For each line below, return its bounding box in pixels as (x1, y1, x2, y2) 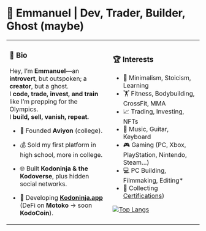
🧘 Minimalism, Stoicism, (123, 74, 191, 82)
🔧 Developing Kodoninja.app (20, 193, 103, 202)
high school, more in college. (20, 150, 103, 159)
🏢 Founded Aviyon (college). (20, 126, 103, 135)
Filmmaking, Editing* (123, 176, 184, 184)
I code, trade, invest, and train (9, 89, 99, 98)
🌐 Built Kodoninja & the (20, 164, 88, 173)
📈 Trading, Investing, (123, 107, 185, 116)
